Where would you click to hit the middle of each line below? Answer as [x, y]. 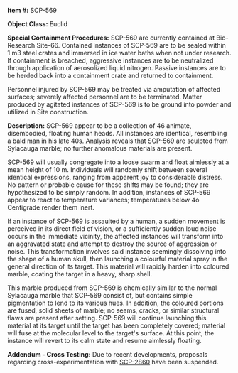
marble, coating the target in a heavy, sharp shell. [80, 274]
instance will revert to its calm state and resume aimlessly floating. [104, 341]
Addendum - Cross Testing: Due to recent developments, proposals [108, 354]
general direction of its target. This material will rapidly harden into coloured [118, 266]
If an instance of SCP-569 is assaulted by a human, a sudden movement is [117, 221]
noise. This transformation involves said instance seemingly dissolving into [117, 251]
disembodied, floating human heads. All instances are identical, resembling [117, 133]
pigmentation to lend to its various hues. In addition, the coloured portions [115, 303]
